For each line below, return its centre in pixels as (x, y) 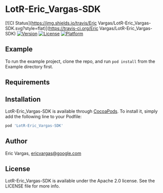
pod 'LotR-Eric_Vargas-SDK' (34, 126)
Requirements (27, 83)
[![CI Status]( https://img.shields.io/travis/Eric (51, 23)
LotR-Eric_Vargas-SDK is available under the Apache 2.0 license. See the (80, 181)
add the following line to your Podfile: (44, 116)
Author (16, 141)
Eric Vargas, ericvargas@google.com (43, 153)
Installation (23, 99)
